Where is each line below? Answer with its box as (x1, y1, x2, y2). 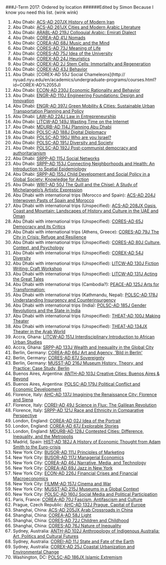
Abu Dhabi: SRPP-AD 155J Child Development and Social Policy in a (12, 171, 150, 177)
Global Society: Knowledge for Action (12, 176, 89, 182)
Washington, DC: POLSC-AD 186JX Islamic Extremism (12, 554, 123, 560)
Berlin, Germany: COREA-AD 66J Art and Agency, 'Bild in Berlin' (12, 350, 143, 355)
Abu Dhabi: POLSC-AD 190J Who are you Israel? (12, 134, 111, 140)
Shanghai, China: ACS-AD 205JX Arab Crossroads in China (12, 507, 133, 513)
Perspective (12, 412, 37, 418)
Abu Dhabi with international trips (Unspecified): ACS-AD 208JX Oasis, (12, 202, 157, 208)
